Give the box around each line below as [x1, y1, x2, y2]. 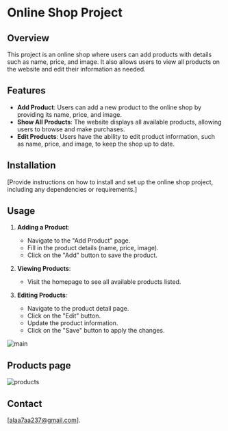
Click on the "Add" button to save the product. [27, 251, 157, 259]
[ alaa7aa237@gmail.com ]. [7, 416, 81, 424]
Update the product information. [27, 319, 118, 327]
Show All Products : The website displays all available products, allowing [16, 118, 222, 126]
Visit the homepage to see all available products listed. [27, 278, 181, 286]
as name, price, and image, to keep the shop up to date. [16, 140, 175, 148]
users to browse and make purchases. [16, 125, 125, 133]
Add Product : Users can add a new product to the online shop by [16, 103, 202, 111]
